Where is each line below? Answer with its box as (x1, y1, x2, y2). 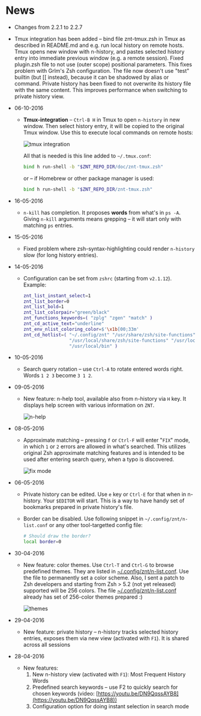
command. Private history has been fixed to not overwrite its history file (14, 79, 191, 87)
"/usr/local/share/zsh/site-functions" (69, 338, 169, 344)
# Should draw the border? (23, 533, 91, 539)
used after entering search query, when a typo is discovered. (23, 455, 175, 463)
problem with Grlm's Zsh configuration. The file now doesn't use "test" (14, 67, 190, 74)
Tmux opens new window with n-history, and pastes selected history (14, 48, 185, 55)
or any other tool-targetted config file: (49, 522, 143, 529)
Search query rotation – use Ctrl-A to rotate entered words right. (23, 365, 184, 373)
